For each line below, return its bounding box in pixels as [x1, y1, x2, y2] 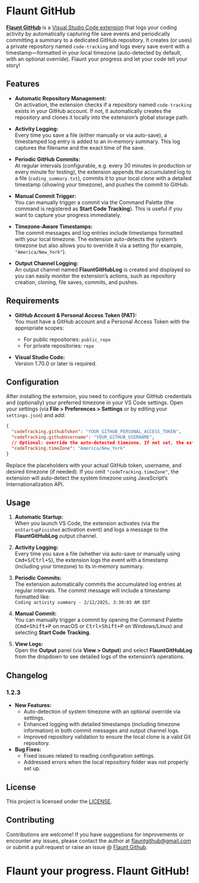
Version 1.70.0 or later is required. [14, 359, 97, 367]
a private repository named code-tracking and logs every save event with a [6, 43, 190, 50]
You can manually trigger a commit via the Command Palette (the [14, 198, 174, 206]
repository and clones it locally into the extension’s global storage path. [14, 113, 189, 121]
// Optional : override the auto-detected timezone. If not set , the [11, 440, 184, 446]
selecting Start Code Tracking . [14, 629, 91, 636]
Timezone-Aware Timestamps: [14, 223, 93, 230]
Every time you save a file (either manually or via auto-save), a [14, 131, 167, 138]
